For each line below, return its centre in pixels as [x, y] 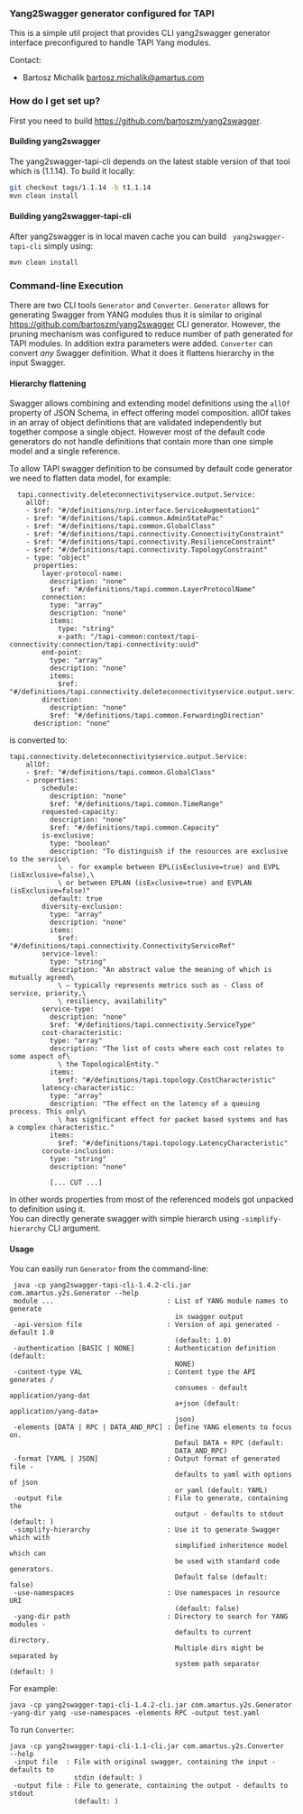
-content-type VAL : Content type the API [134, 1372]
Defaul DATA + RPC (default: [229, 1443]
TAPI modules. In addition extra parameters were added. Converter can [141, 343]
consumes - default [211, 1388]
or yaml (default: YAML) [221, 1490]
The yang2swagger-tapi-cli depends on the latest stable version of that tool [150, 161]
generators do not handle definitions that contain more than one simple [141, 442]
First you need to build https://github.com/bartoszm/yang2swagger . [135, 121]
